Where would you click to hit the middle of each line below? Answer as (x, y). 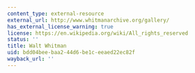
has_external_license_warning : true (60, 26)
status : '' (23, 40)
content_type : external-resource (56, 14)
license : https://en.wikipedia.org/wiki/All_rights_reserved (98, 33)
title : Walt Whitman (37, 46)
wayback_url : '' (31, 59)
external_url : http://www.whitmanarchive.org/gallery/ (88, 20)
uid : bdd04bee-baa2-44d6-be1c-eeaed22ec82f (71, 53)
